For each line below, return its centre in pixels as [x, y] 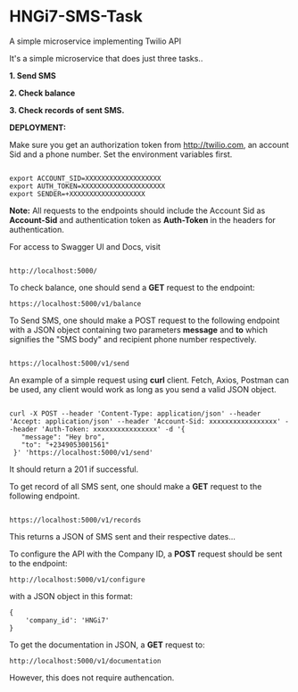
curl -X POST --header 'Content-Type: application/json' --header [135, 413]
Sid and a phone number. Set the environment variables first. [121, 154]
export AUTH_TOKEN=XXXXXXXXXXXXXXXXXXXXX [87, 186]
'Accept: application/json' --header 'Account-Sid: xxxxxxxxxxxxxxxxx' [145, 421]
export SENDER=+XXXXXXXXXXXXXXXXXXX [77, 194]
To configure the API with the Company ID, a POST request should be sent [146, 554]
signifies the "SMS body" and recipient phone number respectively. [133, 339]
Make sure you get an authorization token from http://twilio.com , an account [149, 144]
